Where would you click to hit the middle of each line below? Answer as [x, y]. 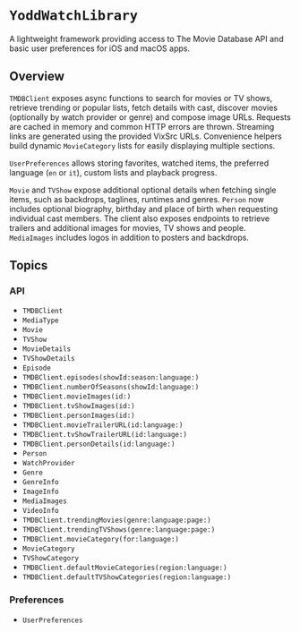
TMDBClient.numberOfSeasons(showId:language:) [111, 388]
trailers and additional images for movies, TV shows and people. [128, 227]
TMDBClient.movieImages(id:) [77, 397]
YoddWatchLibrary [74, 16]
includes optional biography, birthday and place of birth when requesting [144, 209]
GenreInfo [41, 483]
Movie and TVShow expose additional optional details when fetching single [143, 190]
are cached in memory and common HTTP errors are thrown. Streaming [142, 126]
